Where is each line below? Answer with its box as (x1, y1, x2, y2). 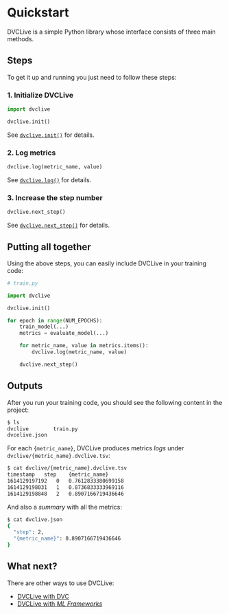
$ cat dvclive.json (7, 516, 63, 523)
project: (7, 406, 29, 414)
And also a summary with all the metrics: (7, 503, 122, 511)
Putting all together (7, 241, 91, 252)
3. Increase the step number (7, 193, 103, 202)
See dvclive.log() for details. (7, 175, 92, 184)
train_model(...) (19, 323, 69, 331)
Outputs (7, 380, 43, 392)
